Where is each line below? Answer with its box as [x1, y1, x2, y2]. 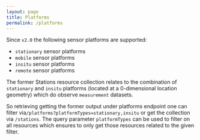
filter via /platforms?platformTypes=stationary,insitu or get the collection [6, 109, 190, 117]
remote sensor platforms [14, 67, 75, 74]
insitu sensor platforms [14, 60, 75, 68]
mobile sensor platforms [14, 54, 75, 62]
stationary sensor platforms [14, 48, 86, 55]
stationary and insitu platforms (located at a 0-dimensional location [6, 85, 177, 92]
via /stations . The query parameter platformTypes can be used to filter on [6, 115, 190, 123]
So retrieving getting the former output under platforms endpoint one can [6, 103, 187, 110]
